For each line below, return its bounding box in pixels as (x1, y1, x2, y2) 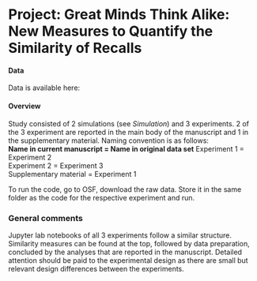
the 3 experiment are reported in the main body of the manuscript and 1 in (8, 127, 249, 137)
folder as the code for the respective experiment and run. (8, 193, 195, 202)
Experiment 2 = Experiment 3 (8, 160, 104, 170)
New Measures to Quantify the (8, 22, 214, 40)
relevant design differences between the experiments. (8, 264, 184, 273)
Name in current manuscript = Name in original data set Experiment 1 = (8, 144, 245, 153)
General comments (8, 212, 83, 223)
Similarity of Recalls (8, 39, 142, 57)
